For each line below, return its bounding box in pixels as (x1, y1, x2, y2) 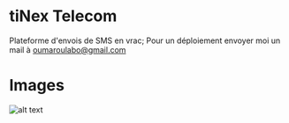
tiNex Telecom (9, 6, 118, 26)
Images (9, 76, 65, 96)
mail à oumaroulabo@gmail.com (9, 44, 126, 54)
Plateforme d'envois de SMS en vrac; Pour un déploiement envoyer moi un (9, 35, 281, 46)
